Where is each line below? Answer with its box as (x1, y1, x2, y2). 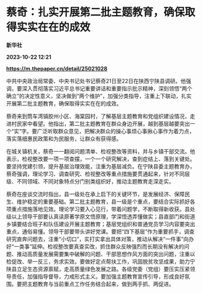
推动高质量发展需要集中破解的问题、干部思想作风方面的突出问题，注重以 (16, 250, 195, 258)
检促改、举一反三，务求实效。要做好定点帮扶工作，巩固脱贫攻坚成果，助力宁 (6, 258, 195, 265)
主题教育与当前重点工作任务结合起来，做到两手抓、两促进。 (26, 280, 174, 288)
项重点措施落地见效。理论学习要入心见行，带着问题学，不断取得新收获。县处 (6, 205, 195, 213)
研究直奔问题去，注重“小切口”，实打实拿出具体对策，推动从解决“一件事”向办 (6, 235, 194, 243)
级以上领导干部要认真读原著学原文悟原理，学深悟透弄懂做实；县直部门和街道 (6, 213, 195, 220)
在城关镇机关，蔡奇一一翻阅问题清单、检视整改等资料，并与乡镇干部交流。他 (6, 147, 195, 155)
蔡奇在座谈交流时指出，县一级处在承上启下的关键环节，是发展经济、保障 (6, 190, 185, 198)
